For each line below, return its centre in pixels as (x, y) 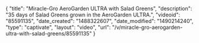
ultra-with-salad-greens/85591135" (49, 34)
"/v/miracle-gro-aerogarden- (147, 27)
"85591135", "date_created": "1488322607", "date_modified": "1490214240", (99, 21)
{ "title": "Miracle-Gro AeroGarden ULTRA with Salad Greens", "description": (99, 9)
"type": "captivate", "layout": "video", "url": (58, 27)
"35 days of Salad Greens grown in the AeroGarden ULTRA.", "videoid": (93, 15)
